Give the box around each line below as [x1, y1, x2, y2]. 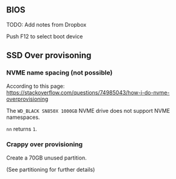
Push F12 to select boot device [6, 33, 83, 40]
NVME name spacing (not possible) [6, 69, 113, 77]
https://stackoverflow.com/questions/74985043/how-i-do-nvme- [6, 89, 170, 96]
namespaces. [6, 113, 41, 121]
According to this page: [6, 82, 65, 90]
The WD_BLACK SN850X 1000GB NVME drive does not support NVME [6, 107, 171, 114]
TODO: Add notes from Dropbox [6, 21, 87, 28]
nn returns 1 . [6, 125, 38, 132]
